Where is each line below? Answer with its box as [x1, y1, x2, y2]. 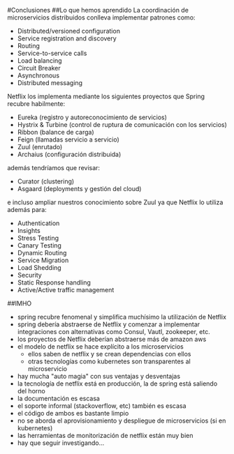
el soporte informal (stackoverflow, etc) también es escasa [17, 402, 187, 410]
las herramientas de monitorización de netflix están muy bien [17, 432, 193, 439]
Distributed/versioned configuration [17, 27, 121, 35]
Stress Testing [17, 234, 59, 242]
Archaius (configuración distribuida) [17, 150, 122, 158]
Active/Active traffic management [17, 286, 115, 294]
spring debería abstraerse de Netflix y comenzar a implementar [17, 320, 200, 328]
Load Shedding [17, 264, 61, 271]
